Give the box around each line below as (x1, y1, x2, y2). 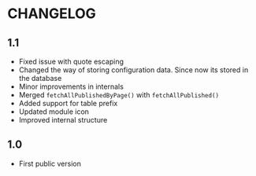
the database (18, 74, 62, 82)
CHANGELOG (7, 5, 96, 23)
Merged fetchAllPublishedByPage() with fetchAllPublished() (18, 90, 220, 99)
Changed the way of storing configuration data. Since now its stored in (18, 65, 249, 75)
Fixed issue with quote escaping (18, 57, 124, 66)
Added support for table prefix (18, 99, 118, 108)
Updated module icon (18, 107, 90, 116)
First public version (18, 159, 82, 168)
